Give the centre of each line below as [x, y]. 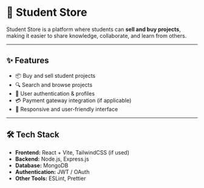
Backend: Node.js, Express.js [52, 159]
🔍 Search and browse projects [54, 85]
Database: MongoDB [42, 165]
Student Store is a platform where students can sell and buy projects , [93, 29]
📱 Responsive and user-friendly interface [66, 109]
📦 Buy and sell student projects [55, 75]
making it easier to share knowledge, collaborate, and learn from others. [97, 35]
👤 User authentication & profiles [55, 93]
